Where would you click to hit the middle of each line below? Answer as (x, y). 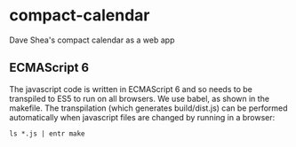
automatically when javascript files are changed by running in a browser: (142, 117)
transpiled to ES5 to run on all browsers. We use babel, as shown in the (139, 98)
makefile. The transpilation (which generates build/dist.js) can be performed (148, 108)
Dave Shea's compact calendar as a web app (92, 40)
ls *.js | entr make (48, 134)
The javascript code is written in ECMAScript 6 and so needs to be (131, 89)
